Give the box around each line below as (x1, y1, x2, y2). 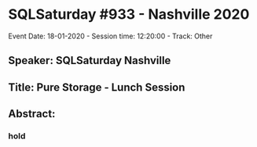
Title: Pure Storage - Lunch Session (8, 81, 185, 94)
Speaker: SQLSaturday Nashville (8, 54, 171, 67)
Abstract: (8, 107, 56, 120)
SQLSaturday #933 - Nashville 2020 (8, 5, 250, 23)
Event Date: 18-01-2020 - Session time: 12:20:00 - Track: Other (8, 31, 213, 41)
